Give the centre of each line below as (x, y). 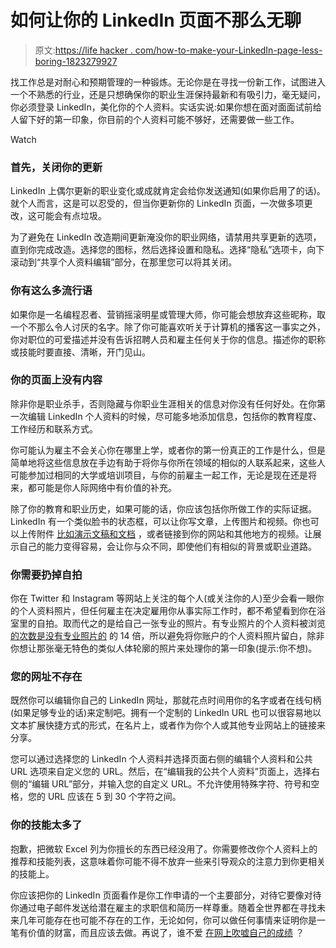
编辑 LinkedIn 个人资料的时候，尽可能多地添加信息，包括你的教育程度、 (174, 416)
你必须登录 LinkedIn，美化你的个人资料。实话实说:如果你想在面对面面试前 (161, 107)
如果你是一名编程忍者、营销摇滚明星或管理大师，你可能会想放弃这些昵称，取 (168, 314)
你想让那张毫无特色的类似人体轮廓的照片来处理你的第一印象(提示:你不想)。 (164, 648)
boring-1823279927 (76, 61)
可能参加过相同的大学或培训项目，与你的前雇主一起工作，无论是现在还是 (159, 475)
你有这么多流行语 (51, 291)
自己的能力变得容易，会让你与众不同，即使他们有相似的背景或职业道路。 (167, 546)
